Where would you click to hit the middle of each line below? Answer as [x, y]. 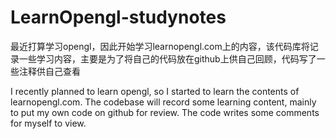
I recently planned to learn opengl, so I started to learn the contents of [155, 91]
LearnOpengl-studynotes [118, 17]
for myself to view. [48, 123]
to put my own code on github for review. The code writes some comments [165, 112]
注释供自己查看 [49, 71]
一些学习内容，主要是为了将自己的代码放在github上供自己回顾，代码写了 [167, 58]
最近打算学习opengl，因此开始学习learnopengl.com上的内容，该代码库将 [160, 46]
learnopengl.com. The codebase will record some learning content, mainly [163, 102]
